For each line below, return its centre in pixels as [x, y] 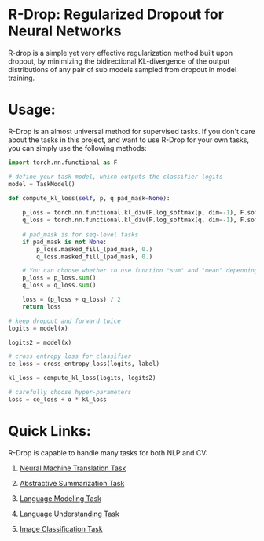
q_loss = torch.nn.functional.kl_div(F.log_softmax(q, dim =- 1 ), [130, 220]
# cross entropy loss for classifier [70, 356]
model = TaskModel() [42, 184]
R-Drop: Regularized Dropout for [116, 15]
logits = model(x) [38, 328]
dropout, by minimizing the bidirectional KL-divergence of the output [119, 61]
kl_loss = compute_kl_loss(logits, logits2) [82, 378]
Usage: [32, 110]
